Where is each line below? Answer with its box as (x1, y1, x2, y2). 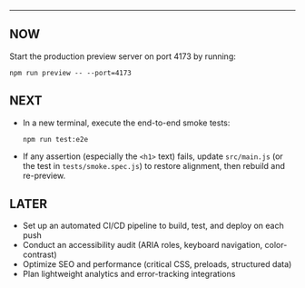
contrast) (22, 249, 57, 260)
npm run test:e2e (22, 134, 89, 144)
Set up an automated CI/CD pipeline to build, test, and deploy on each (22, 220, 284, 232)
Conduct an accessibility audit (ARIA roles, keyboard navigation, (22, 240, 263, 251)
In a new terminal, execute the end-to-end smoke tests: (22, 117, 231, 128)
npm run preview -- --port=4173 (9, 68, 132, 77)
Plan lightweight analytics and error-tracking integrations (22, 269, 236, 280)
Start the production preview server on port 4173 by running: (9, 51, 236, 62)
